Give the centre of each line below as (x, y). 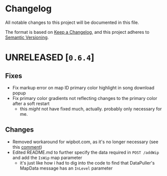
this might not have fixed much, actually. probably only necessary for (91, 109)
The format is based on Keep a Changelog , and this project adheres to (77, 32)
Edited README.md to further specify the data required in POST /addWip (86, 152)
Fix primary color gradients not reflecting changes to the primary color (85, 98)
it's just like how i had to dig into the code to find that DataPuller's (87, 163)
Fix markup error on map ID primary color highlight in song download (83, 88)
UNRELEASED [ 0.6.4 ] (50, 57)
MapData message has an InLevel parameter (66, 168)
